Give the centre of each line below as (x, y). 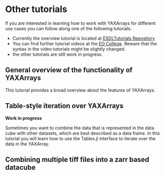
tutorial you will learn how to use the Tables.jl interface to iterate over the (80, 138)
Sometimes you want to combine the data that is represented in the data (80, 128)
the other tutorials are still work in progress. (57, 54)
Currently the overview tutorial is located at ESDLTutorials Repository (84, 38)
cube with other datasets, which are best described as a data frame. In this (82, 133)
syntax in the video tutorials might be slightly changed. (69, 49)
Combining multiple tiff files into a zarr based (77, 159)
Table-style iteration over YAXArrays (64, 106)
